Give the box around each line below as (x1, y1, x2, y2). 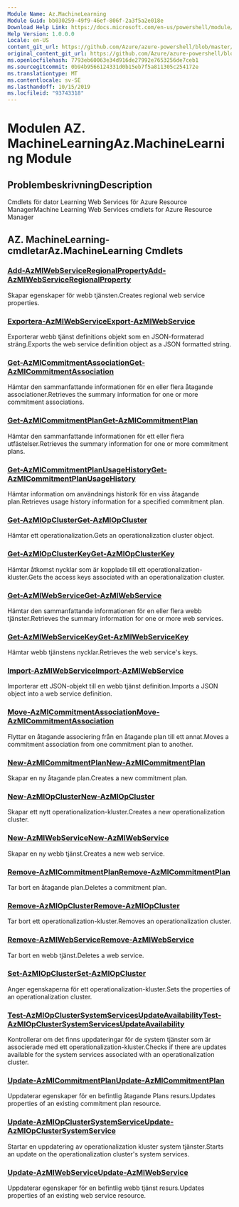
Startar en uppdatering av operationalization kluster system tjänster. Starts (7, 1142, 224, 1151)
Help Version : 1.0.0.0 (7, 30, 75, 38)
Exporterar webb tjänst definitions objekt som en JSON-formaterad (7, 332, 204, 341)
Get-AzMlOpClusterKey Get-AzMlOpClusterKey (7, 549, 175, 559)
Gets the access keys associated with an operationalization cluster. (28, 573, 225, 581)
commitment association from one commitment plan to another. (7, 740, 193, 748)
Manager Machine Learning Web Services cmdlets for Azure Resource (7, 206, 213, 214)
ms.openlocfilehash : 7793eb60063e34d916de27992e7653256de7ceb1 (7, 57, 199, 64)
